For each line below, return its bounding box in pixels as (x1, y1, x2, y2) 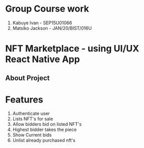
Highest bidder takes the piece (12, 127, 77, 133)
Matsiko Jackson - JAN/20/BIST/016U (12, 25, 92, 31)
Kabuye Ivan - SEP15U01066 (12, 20, 72, 26)
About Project (5, 74, 50, 82)
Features (5, 94, 43, 105)
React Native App (5, 54, 80, 65)
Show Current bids (12, 132, 52, 138)
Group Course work (5, 3, 89, 15)
